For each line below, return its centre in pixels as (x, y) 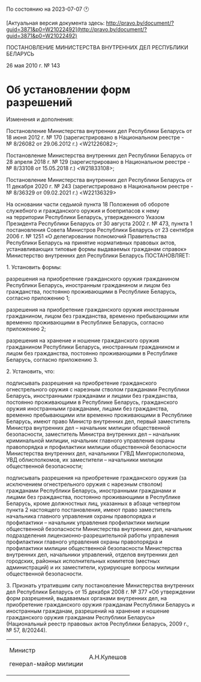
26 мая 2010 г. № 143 (33, 65)
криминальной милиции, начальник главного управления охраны (91, 440)
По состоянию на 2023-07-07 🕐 (48, 9)
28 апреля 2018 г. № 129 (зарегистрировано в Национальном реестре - (98, 161)
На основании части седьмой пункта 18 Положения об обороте (88, 204)
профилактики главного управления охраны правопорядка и (85, 542)
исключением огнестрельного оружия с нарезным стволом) (85, 484)
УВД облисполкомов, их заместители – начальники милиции (85, 459)
